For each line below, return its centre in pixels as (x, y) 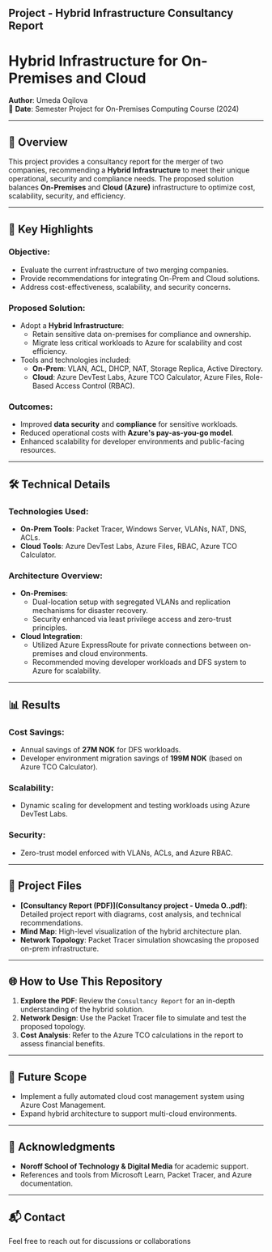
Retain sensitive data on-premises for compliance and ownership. (142, 334)
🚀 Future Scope (48, 1077)
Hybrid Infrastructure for (93, 61)
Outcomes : (31, 407)
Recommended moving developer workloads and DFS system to (139, 662)
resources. (38, 450)
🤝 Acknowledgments (62, 1146)
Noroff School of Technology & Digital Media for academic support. (134, 1166)
